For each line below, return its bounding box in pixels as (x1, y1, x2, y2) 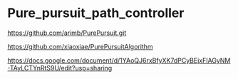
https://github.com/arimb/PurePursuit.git (7, 28, 127, 37)
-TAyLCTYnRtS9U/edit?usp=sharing (7, 63, 113, 72)
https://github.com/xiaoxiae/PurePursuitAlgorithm (7, 42, 153, 51)
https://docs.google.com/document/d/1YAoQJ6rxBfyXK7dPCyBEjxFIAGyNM (7, 56, 231, 65)
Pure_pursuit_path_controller (7, 5, 185, 21)
